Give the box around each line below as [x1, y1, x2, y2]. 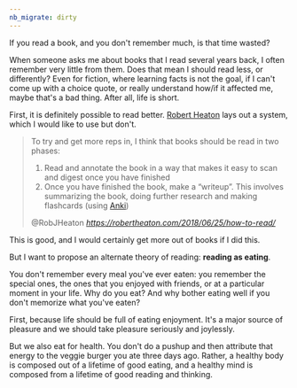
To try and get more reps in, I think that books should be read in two [30, 136, 279, 146]
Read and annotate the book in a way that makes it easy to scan [43, 162, 277, 173]
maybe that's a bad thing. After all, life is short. [9, 92, 180, 103]
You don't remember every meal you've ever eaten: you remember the [9, 268, 266, 279]
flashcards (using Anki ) [43, 200, 129, 211]
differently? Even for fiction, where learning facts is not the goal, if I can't [9, 73, 276, 84]
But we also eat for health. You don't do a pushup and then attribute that [9, 340, 273, 351]
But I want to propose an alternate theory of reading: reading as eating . [9, 252, 271, 262]
